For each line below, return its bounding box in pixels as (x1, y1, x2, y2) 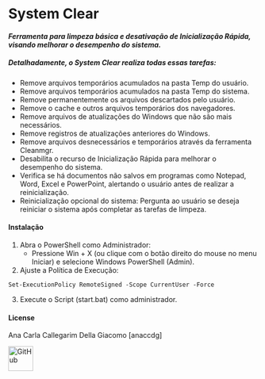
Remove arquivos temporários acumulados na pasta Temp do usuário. (19, 78, 249, 87)
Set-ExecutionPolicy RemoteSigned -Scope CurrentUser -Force (8, 281, 215, 289)
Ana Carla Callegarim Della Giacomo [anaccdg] (8, 331, 163, 340)
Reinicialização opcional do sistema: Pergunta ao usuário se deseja (19, 196, 240, 205)
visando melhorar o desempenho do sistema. (8, 40, 161, 49)
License (8, 312, 36, 322)
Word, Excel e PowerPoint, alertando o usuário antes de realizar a (19, 179, 234, 189)
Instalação (8, 223, 44, 232)
